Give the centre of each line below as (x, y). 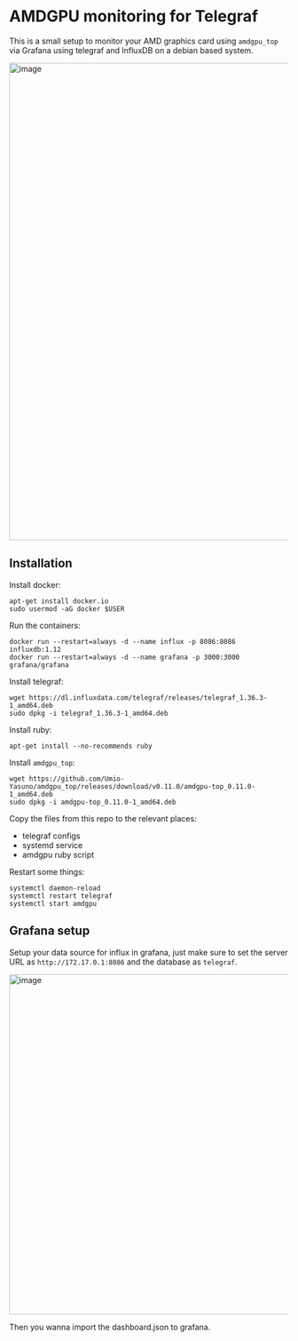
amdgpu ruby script (58, 854)
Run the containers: (45, 625)
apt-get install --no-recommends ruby (81, 746)
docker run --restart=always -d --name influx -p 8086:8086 (123, 641)
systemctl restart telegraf (61, 896)
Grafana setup (50, 931)
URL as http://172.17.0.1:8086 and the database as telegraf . (123, 962)
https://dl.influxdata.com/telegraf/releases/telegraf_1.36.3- (148, 698)
